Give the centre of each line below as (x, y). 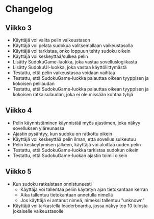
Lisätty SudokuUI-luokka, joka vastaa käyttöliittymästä (70, 67)
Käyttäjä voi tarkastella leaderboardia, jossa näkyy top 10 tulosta (80, 206)
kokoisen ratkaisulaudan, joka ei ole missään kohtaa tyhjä (73, 94)
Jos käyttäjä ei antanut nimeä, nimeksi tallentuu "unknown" (82, 200)
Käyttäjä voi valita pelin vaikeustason (51, 40)
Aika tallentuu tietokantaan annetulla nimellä (67, 194)
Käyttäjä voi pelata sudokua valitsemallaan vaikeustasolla (73, 46)
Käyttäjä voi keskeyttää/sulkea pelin (50, 56)
